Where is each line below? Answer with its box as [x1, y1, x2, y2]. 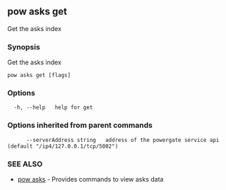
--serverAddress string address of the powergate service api [25, 136, 220, 143]
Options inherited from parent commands [7, 120, 153, 130]
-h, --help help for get [13, 104, 93, 112]
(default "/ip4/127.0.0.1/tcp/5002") [7, 143, 119, 150]
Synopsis [7, 42, 40, 52]
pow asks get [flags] [7, 72, 71, 79]
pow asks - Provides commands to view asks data [17, 175, 164, 183]
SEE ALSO [7, 159, 43, 169]
